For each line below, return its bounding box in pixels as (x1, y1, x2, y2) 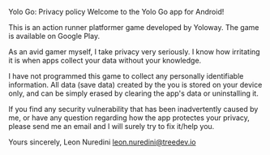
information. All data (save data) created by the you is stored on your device (8, 80, 263, 89)
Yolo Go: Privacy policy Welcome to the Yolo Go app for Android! (8, 7, 225, 16)
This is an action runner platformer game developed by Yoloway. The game (8, 23, 259, 32)
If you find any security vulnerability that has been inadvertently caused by (8, 105, 259, 114)
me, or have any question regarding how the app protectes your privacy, (8, 113, 250, 123)
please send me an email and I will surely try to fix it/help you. (8, 122, 215, 131)
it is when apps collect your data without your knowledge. (8, 56, 202, 65)
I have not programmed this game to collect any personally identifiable (8, 71, 244, 80)
